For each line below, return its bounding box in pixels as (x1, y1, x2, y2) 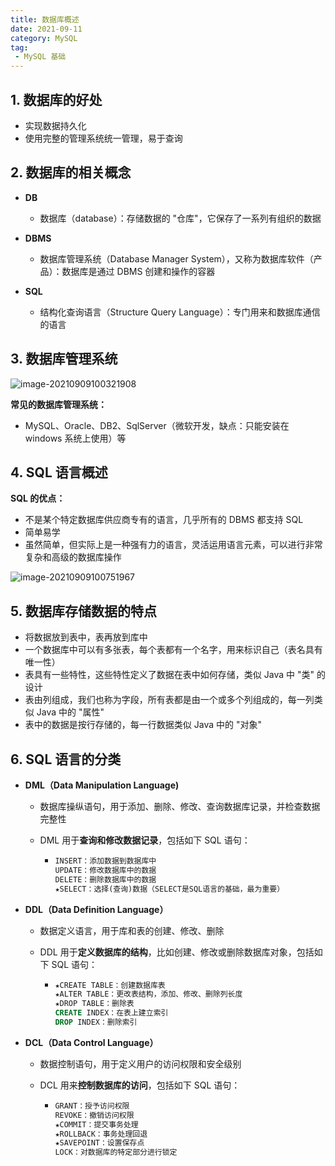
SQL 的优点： (10, 492, 66, 505)
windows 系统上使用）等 (24, 432, 127, 444)
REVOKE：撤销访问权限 (54, 1110, 135, 1120)
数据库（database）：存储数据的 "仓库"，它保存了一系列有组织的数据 (39, 212, 322, 224)
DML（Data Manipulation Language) (24, 779, 180, 791)
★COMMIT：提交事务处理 (54, 1119, 139, 1130)
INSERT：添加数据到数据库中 (54, 856, 157, 866)
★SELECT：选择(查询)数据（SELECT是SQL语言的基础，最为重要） (54, 884, 285, 894)
